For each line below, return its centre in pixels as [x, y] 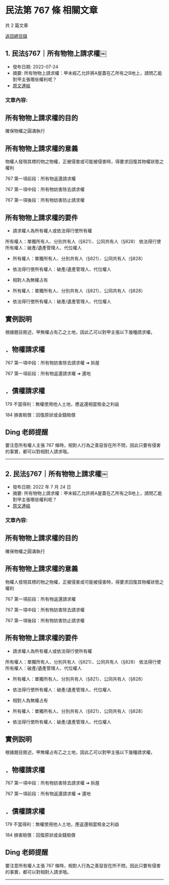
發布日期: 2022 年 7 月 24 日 [42, 487]
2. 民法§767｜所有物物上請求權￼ [57, 474]
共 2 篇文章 [17, 25]
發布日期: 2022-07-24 [35, 67]
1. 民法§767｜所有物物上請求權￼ [56, 54]
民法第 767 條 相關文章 [52, 10]
